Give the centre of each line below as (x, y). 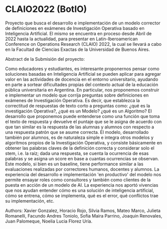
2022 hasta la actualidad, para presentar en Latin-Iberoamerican (72, 39)
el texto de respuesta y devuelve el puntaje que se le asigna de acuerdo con (83, 121)
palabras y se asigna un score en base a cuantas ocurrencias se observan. (82, 158)
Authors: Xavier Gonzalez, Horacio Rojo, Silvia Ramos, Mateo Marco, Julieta (83, 211)
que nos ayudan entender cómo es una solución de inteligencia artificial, (80, 190)
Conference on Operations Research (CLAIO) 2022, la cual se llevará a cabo (83, 44)
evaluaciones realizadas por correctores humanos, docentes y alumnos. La (82, 169)
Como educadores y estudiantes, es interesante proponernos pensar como (82, 69)
